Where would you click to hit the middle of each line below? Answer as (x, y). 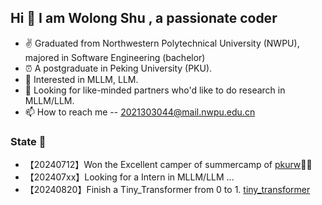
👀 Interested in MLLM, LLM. (81, 79)
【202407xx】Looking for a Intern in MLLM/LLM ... (129, 177)
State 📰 (28, 141)
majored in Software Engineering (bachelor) (115, 57)
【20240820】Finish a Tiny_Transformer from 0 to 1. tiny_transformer (167, 190)
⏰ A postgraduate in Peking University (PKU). (118, 68)
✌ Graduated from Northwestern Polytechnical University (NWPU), (162, 43)
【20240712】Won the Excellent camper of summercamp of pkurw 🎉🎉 (168, 165)
